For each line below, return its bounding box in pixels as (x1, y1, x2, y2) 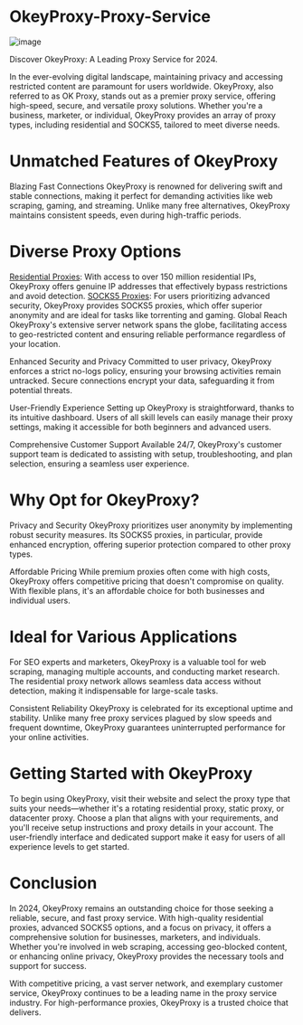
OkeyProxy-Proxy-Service (9, 6, 211, 27)
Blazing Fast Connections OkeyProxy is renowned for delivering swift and (9, 181, 283, 192)
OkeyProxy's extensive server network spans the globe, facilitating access (9, 319, 288, 330)
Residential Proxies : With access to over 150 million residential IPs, (9, 271, 257, 282)
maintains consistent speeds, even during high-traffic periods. (9, 210, 241, 221)
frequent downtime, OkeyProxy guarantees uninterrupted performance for (9, 721, 286, 733)
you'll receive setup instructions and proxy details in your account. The (9, 822, 274, 832)
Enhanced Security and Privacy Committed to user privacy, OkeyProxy (9, 355, 272, 367)
